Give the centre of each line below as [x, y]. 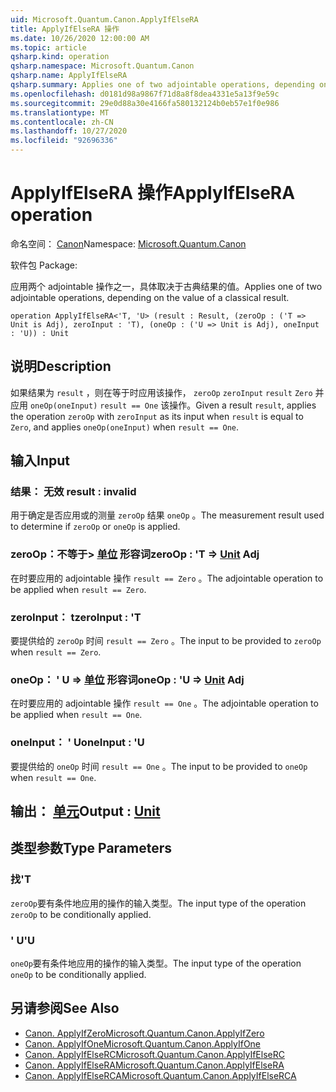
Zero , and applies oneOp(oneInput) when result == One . [125, 427]
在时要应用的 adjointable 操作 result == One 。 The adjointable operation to [164, 703]
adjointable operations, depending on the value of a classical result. [150, 297]
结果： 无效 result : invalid [73, 492]
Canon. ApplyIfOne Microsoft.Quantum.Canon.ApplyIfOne [143, 1043]
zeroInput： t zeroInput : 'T [76, 617]
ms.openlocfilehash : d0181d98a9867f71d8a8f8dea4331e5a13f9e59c [145, 94]
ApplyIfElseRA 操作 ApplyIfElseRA [153, 193]
